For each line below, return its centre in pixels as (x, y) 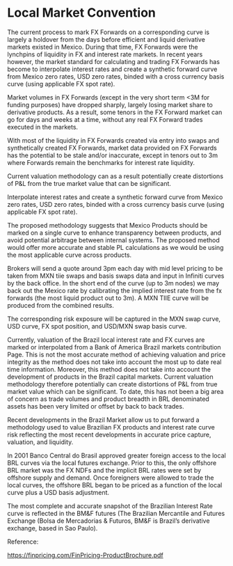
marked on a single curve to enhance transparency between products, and (114, 233)
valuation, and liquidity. (40, 442)
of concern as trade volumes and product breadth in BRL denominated (109, 399)
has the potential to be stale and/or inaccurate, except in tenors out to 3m (112, 155)
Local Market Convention (82, 13)
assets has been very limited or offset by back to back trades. (96, 406)
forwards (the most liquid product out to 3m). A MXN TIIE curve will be (108, 298)
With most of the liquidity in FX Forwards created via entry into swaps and (113, 140)
